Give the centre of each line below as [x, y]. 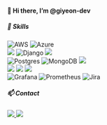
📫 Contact [23, 93]
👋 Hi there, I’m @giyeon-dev [49, 11]
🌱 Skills [18, 27]
